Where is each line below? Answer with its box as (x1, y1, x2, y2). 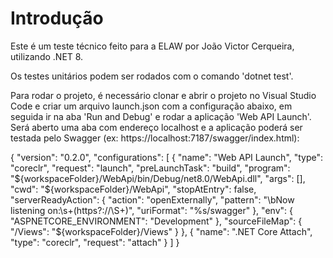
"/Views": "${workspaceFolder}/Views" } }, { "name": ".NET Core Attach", (10, 225, 313, 237)
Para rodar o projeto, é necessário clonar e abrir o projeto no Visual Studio (10, 89, 317, 101)
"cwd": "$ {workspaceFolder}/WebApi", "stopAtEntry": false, (10, 183, 257, 195)
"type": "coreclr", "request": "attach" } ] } (10, 236, 180, 248)
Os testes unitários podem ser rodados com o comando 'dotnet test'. (10, 70, 294, 82)
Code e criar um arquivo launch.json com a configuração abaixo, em (10, 100, 293, 112)
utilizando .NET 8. (10, 50, 84, 62)
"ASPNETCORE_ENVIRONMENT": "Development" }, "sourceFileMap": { (10, 215, 303, 227)
